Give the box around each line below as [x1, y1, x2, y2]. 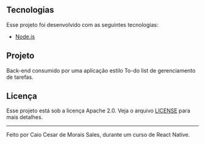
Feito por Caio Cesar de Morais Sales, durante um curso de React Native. [6, 131, 190, 139]
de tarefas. [6, 73, 34, 81]
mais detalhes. [6, 113, 43, 121]
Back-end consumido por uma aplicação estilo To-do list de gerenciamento [6, 67, 196, 74]
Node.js [15, 33, 35, 40]
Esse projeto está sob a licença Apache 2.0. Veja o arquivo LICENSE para [6, 107, 190, 115]
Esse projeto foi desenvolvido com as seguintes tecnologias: [6, 21, 159, 28]
